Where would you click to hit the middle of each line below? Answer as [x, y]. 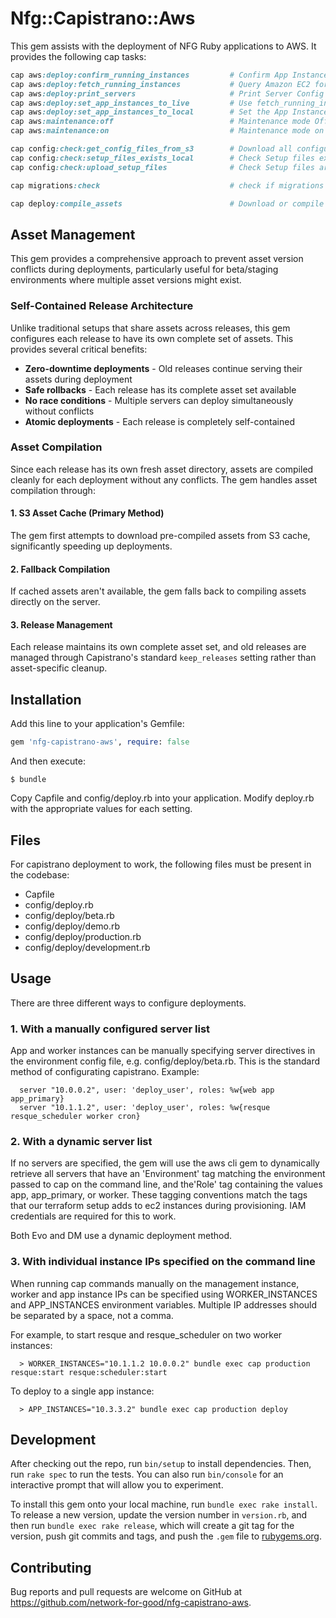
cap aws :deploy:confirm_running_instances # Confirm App [149, 75]
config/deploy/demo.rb [72, 926]
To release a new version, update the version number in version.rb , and [159, 1515]
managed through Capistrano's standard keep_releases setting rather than [163, 658]
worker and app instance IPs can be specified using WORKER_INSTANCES [164, 1294]
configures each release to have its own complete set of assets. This [152, 338]
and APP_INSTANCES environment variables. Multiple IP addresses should [164, 1304]
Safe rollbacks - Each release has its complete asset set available [160, 389]
